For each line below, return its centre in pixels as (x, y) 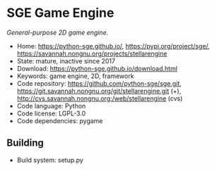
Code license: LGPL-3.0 (51, 113)
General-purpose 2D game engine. (58, 32)
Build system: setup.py (50, 160)
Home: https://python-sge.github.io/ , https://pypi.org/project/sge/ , (113, 46)
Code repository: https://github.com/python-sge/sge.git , (99, 83)
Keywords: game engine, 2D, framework (75, 76)
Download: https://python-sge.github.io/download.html (97, 68)
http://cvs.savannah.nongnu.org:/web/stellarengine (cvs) (100, 98)
